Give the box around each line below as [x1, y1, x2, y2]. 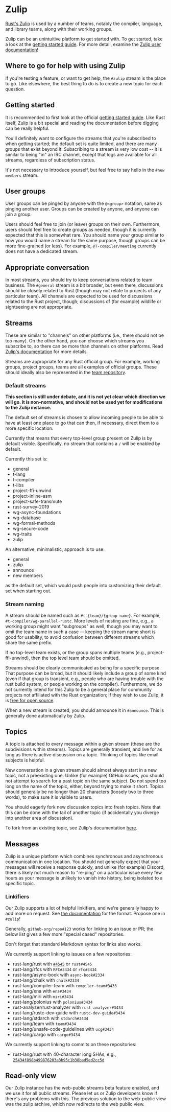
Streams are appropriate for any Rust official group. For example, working [5, 359, 160, 364]
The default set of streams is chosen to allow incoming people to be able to [5, 414, 164, 421]
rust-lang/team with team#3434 [12, 1021, 77, 1027]
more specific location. [5, 425, 54, 431]
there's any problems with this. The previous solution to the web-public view [5, 1096, 166, 1102]
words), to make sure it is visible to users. [5, 794, 93, 800]
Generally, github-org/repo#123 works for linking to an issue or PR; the [5, 925, 154, 932]
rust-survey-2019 [12, 504, 50, 510]
